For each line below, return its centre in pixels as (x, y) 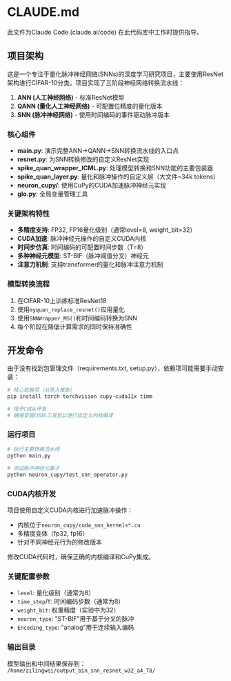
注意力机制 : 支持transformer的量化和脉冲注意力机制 (90, 264)
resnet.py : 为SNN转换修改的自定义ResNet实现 (83, 159)
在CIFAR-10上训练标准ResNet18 (62, 300)
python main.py (29, 456)
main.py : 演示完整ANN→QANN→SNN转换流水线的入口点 (98, 151)
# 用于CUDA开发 (27, 409)
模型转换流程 (29, 284)
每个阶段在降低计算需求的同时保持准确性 (74, 327)
